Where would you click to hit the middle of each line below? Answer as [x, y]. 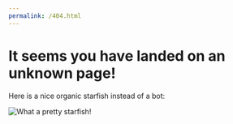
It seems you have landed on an [117, 56]
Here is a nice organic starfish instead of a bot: [87, 96]
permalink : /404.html [45, 16]
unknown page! [62, 73]
